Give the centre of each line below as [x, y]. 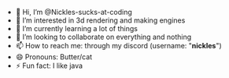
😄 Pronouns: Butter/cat [54, 57]
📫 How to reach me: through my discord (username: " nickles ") [118, 46]
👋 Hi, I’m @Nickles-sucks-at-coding [74, 12]
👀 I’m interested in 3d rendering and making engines [100, 20]
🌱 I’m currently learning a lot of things [76, 28]
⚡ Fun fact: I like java [49, 66]
